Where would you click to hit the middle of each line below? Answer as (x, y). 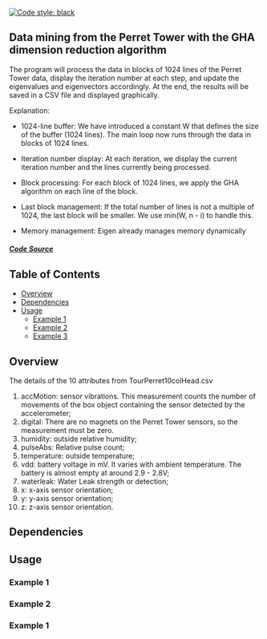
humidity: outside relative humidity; (79, 439)
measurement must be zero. (67, 431)
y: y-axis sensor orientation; (67, 499)
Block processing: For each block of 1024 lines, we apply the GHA (130, 182)
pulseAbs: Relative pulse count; (73, 447)
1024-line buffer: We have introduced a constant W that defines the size (140, 126)
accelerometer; (46, 414)
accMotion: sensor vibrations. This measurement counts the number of (138, 396)
